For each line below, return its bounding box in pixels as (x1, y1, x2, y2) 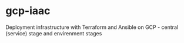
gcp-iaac (5, 4, 51, 18)
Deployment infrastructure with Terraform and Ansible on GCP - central (5, 24, 179, 31)
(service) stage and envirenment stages (5, 29, 102, 37)
